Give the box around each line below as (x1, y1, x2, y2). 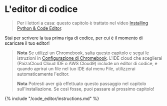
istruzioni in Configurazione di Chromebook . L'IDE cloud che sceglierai (16, 55, 162, 61)
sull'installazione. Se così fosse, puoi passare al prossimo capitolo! (16, 86, 154, 92)
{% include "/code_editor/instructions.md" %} (4, 96, 99, 102)
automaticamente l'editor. (16, 71, 69, 77)
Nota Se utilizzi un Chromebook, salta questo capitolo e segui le (16, 50, 149, 56)
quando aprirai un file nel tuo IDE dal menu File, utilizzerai (16, 66, 135, 72)
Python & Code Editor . (16, 25, 63, 31)
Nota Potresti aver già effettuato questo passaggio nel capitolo (16, 81, 146, 87)
